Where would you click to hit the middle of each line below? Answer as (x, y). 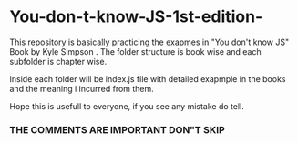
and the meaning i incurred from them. (82, 88)
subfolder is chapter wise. (58, 61)
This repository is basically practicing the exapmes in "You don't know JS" (149, 42)
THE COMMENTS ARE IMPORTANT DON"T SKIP (117, 129)
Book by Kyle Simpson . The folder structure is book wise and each (135, 51)
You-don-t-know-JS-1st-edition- (136, 17)
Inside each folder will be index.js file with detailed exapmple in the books (148, 78)
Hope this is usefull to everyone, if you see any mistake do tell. (127, 106)
